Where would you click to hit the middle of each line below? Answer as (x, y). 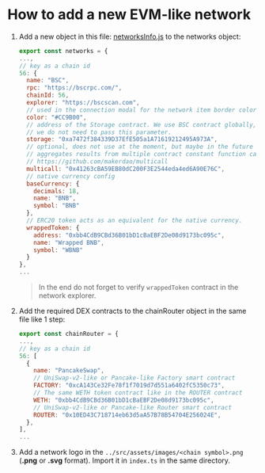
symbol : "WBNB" (59, 250)
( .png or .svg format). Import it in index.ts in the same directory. (125, 460)
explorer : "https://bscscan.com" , (83, 103)
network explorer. (67, 296)
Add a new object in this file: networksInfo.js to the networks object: (130, 36)
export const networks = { (63, 51)
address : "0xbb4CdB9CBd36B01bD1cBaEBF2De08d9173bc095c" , (129, 235)
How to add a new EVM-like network (129, 15)
